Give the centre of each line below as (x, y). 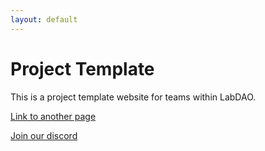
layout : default (44, 19)
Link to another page (53, 116)
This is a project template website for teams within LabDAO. (133, 97)
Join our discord (44, 135)
